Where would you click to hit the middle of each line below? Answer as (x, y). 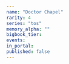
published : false (28, 52)
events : (16, 40)
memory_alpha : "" (28, 29)
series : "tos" (24, 23)
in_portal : (20, 46)
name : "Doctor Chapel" (35, 12)
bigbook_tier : (24, 35)
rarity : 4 (19, 18)
